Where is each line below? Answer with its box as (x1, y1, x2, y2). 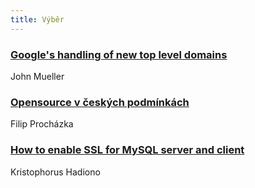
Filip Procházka (10, 118, 74, 130)
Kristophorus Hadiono (10, 166, 101, 178)
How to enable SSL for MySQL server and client (10, 143, 245, 157)
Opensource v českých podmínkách (10, 95, 190, 109)
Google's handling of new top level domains (10, 47, 228, 61)
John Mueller (10, 70, 65, 82)
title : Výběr (10, 14, 65, 25)
